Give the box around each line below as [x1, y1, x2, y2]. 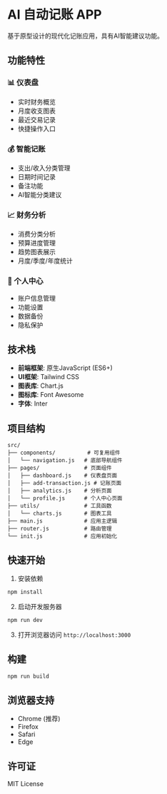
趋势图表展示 [17, 248, 56, 256]
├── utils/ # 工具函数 [7, 503, 112, 510]
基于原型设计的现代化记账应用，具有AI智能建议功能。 [7, 31, 164, 40]
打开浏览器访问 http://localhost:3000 [17, 630, 131, 639]
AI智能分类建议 [17, 190, 62, 198]
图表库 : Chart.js [17, 381, 64, 390]
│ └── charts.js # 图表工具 [7, 510, 112, 518]
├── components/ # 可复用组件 [7, 449, 121, 457]
